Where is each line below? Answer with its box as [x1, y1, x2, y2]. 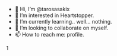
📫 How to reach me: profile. [14, 31, 84, 38]
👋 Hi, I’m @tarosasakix [14, 6, 70, 12]
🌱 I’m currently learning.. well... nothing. [14, 18, 112, 25]
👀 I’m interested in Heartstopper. [14, 12, 94, 19]
